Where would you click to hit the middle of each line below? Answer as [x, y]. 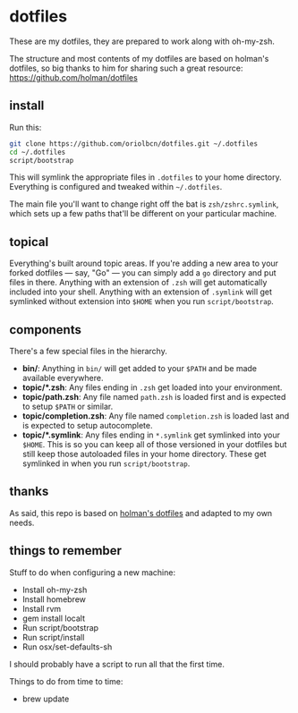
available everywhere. [63, 378]
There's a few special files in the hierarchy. [88, 351]
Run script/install [53, 637]
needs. [22, 522]
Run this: [26, 127]
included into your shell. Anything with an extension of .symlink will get [141, 292]
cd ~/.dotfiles [38, 152]
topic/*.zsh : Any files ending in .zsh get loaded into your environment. [152, 387]
